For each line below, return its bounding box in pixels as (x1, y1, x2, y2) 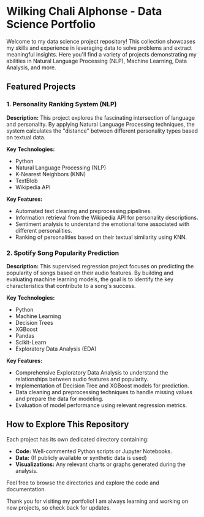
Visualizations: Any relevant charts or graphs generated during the (15, 461, 186, 468)
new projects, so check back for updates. (6, 503, 111, 511)
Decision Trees (15, 319, 53, 326)
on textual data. (6, 133, 46, 141)
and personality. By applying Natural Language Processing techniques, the (6, 120, 195, 128)
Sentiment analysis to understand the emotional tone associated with (15, 220, 190, 228)
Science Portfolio (6, 17, 96, 31)
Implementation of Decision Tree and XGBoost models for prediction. (15, 382, 189, 389)
